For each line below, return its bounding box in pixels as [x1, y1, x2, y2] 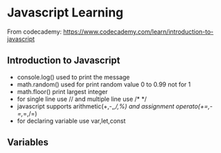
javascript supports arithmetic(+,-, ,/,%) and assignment [16, 102, 174, 110]
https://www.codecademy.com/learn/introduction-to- [63, 27, 214, 36]
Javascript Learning [7, 5, 124, 21]
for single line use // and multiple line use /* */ [16, 95, 147, 103]
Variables [7, 137, 49, 148]
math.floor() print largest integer [16, 87, 108, 95]
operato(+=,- [175, 102, 213, 110]
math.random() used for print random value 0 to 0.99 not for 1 [16, 80, 191, 89]
